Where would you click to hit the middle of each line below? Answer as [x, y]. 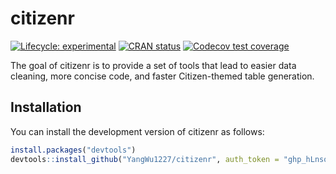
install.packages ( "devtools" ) [73, 150]
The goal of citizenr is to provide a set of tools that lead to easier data [153, 65]
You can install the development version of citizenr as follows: [137, 131]
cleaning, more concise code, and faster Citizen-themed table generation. [162, 76]
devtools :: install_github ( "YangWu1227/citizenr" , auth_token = [145, 159]
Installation [46, 107]
